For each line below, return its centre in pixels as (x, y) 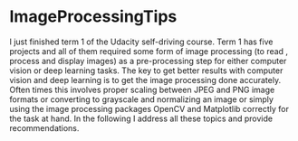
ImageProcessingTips (93, 17)
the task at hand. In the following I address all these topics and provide (141, 118)
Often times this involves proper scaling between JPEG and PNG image (142, 89)
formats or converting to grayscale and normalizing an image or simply (142, 99)
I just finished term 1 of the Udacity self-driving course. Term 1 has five (141, 42)
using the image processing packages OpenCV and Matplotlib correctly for (149, 108)
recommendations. (44, 127)
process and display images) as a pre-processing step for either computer (148, 61)
